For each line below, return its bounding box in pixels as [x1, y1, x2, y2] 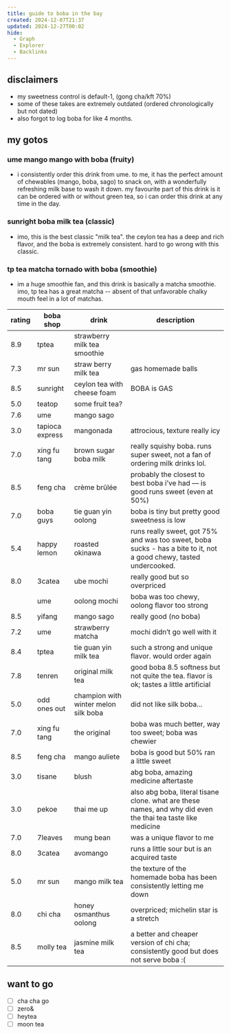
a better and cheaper [130, 929, 199, 938]
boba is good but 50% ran [130, 748, 215, 757]
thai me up [74, 804, 109, 814]
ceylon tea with [74, 379, 124, 389]
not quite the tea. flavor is [130, 671, 213, 680]
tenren [36, 671, 58, 680]
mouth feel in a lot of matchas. [16, 294, 104, 303]
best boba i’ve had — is [130, 478, 206, 487]
